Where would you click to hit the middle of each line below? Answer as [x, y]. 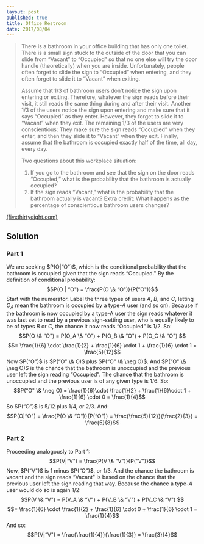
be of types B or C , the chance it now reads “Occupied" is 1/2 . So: [89, 326]
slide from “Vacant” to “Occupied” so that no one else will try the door [109, 59]
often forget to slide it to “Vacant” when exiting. [81, 79]
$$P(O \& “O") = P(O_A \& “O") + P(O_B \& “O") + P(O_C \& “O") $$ [102, 336]
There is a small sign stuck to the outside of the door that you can [104, 53]
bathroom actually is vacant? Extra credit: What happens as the [110, 198]
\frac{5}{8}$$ [102, 423]
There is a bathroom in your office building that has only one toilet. [105, 46]
